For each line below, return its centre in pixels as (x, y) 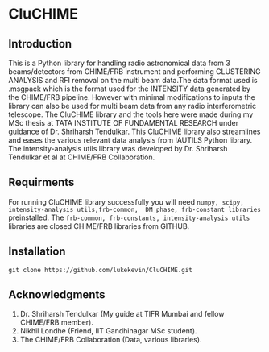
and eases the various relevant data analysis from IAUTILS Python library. (130, 140)
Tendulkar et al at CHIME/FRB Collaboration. (82, 157)
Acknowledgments (57, 295)
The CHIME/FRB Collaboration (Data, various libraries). (111, 340)
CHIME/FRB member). (57, 322)
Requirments (41, 182)
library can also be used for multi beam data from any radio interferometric (132, 106)
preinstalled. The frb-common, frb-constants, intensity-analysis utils (129, 217)
